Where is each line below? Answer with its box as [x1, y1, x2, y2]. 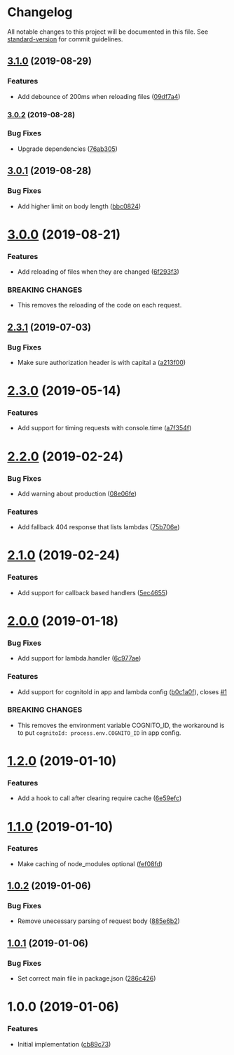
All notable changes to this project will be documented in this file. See [7, 27, 209, 36]
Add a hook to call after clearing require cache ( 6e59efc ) [17, 794, 182, 802]
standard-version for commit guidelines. [7, 34, 123, 43]
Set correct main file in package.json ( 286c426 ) [17, 974, 156, 983]
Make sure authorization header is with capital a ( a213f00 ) [17, 359, 186, 366]
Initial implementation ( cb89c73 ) [17, 1040, 111, 1048]
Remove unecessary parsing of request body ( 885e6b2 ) [17, 917, 180, 925]
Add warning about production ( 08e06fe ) [17, 489, 137, 498]
